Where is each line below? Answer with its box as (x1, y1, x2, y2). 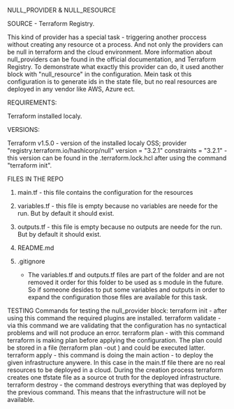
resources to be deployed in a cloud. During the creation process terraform (7, 366, 224, 374)
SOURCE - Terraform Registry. (7, 20, 95, 27)
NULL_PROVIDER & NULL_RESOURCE (7, 6, 117, 14)
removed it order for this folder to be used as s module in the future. (27, 278, 224, 286)
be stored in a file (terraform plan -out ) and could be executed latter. (7, 343, 206, 352)
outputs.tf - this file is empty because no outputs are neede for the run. (17, 223, 222, 231)
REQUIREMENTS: (7, 98, 57, 107)
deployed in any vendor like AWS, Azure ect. (7, 85, 136, 93)
